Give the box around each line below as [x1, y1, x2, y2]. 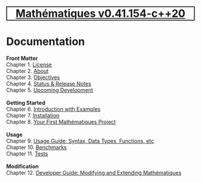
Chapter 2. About [6, 68, 49, 75]
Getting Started [6, 99, 46, 107]
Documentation [6, 35, 86, 48]
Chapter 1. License [6, 61, 52, 68]
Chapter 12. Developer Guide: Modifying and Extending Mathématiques [6, 169, 182, 177]
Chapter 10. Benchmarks [6, 144, 67, 151]
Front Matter [6, 54, 38, 62]
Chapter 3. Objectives [6, 74, 60, 81]
